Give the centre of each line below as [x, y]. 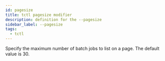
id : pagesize [19, 10]
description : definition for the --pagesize [54, 19]
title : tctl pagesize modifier [39, 15]
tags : [11, 29]
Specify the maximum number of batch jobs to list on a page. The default [82, 48]
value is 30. [17, 54]
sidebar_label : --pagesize [34, 24]
